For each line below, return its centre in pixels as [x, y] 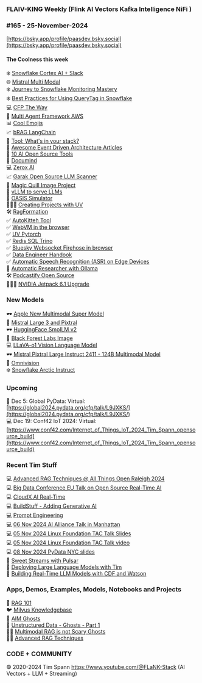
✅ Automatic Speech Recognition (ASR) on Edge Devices [78, 262]
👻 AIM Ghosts [23, 618]
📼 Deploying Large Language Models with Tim [64, 567]
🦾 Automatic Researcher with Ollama [52, 269]
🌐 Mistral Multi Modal [33, 82]
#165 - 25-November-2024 [47, 25]
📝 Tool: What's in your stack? [43, 141]
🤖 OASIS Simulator [30, 198]
